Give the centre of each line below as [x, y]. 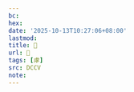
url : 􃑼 [19, 53]
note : [17, 75]
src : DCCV [25, 68]
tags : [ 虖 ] [26, 61]
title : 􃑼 [23, 46]
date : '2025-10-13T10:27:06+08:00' [68, 30]
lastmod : [23, 38]
